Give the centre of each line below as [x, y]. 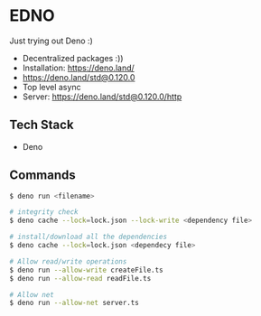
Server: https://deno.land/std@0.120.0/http [102, 97]
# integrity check [44, 212]
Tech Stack [42, 125]
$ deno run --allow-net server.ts [75, 303]
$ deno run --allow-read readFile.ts [80, 278]
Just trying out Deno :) [51, 41]
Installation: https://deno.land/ [79, 68]
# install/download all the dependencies [89, 237]
